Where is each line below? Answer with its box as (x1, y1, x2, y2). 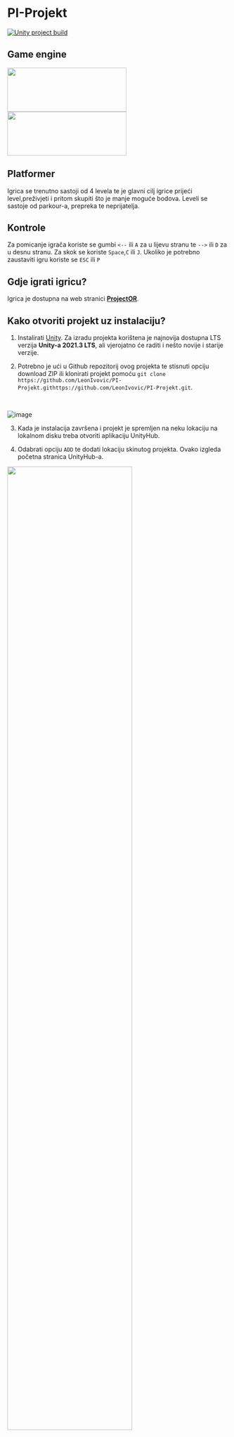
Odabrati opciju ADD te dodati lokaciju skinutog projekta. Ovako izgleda (17, 445, 221, 453)
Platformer (7, 168, 56, 180)
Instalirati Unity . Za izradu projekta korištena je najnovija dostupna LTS (17, 334, 221, 342)
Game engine (7, 48, 67, 60)
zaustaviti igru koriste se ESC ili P (7, 255, 100, 264)
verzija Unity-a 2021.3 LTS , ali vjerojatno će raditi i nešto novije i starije (17, 341, 223, 349)
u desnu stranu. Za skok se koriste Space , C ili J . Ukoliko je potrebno (7, 248, 200, 256)
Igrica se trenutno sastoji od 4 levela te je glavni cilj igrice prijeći (7, 186, 193, 195)
